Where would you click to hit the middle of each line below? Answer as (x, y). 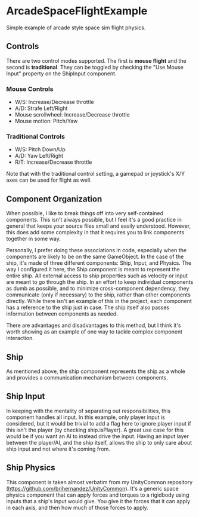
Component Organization (54, 199)
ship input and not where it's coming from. (58, 449)
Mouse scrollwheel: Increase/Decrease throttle (72, 115)
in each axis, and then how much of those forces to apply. (77, 507)
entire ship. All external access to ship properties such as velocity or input (97, 276)
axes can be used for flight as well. (49, 180)
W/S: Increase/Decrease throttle (54, 102)
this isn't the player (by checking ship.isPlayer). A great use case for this (95, 430)
